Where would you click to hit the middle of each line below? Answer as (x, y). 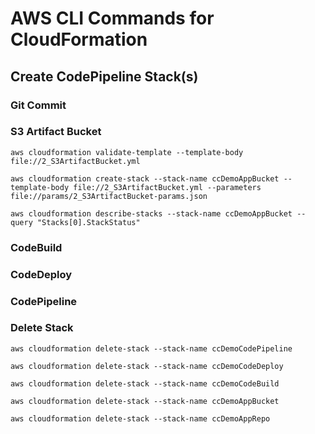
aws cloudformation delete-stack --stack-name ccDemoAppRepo (140, 418)
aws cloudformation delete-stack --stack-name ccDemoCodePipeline (151, 348)
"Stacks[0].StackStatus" (88, 222)
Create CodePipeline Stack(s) (104, 76)
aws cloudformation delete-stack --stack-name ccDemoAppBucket (145, 401)
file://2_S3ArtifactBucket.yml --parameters (167, 187)
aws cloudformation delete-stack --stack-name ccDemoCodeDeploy (147, 366)
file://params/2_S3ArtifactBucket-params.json (109, 196)
